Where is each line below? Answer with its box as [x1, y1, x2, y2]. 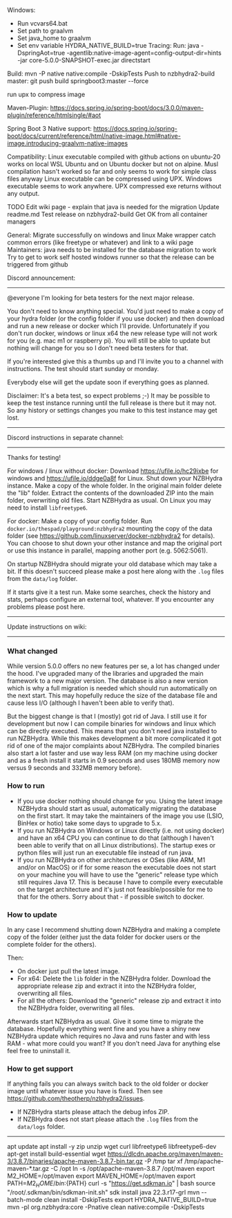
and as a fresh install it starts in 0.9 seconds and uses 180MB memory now [7, 756, 220, 764]
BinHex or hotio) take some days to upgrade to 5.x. [17, 818, 162, 827]
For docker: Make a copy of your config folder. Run [7, 517, 153, 525]
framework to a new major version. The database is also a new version [7, 677, 209, 685]
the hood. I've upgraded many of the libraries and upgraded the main [7, 670, 204, 678]
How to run [7, 781, 45, 791]
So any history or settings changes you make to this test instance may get [7, 406, 217, 414]
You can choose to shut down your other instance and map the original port [7, 539, 222, 547]
